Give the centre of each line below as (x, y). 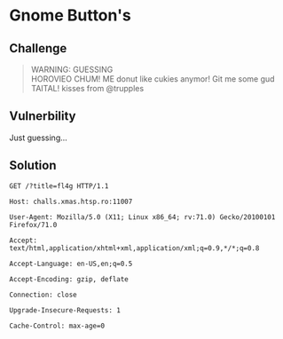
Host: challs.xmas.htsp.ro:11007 (71, 201)
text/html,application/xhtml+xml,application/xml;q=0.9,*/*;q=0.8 (134, 248)
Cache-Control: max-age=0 (57, 326)
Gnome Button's (70, 16)
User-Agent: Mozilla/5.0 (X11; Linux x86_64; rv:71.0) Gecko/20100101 (142, 217)
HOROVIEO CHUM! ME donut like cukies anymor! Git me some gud (153, 79)
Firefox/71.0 (33, 225)
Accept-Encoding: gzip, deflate (69, 279)
